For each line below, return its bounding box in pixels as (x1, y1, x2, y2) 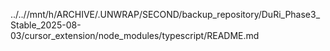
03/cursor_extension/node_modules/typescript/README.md (10, 30, 260, 41)
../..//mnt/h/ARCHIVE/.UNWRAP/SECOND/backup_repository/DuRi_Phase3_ (10, 9, 321, 20)
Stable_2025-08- (10, 19, 82, 31)
